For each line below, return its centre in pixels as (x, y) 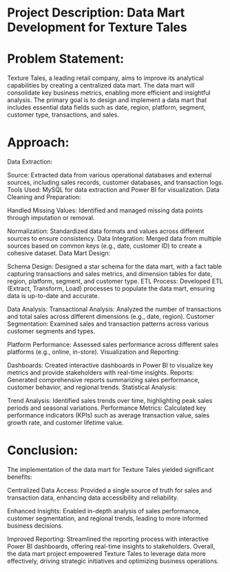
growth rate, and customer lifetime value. (65, 423)
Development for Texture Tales (97, 27)
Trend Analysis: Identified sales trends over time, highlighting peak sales (110, 401)
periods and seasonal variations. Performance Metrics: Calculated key (107, 408)
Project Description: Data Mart (96, 13)
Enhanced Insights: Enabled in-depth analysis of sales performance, (104, 511)
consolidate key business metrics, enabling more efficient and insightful (109, 93)
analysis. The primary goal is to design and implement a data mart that (107, 100)
